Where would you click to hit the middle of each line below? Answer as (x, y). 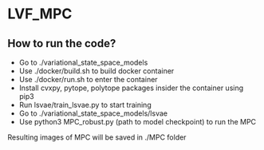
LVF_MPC (40, 14)
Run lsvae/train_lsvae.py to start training (85, 105)
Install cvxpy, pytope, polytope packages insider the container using (131, 88)
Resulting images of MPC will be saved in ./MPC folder (97, 137)
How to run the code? (62, 43)
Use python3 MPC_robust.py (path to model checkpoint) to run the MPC (138, 122)
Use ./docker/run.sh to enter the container (88, 79)
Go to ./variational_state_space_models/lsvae (93, 113)
